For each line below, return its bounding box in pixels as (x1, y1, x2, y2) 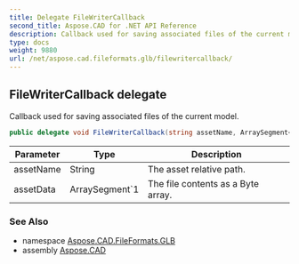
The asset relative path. (147, 163, 246, 175)
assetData (13, 183, 56, 196)
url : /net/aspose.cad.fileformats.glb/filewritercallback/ (9, 54, 233, 63)
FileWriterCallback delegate (9, 87, 167, 102)
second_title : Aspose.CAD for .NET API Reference (9, 21, 198, 30)
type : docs (9, 37, 50, 47)
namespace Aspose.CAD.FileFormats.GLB (21, 235, 176, 245)
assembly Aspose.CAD (21, 244, 107, 255)
